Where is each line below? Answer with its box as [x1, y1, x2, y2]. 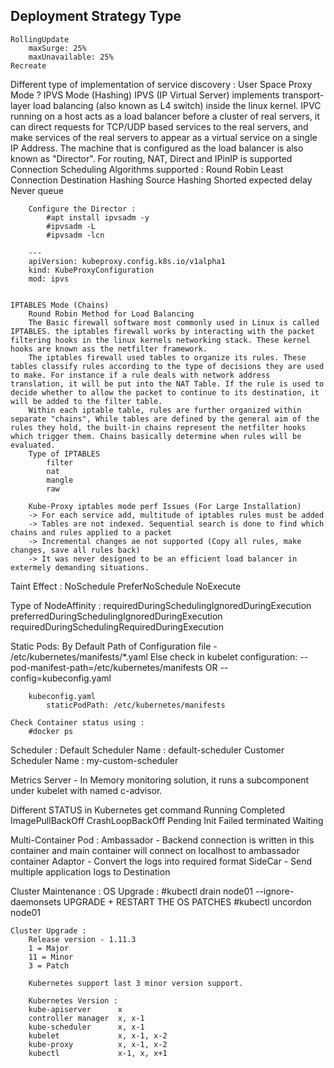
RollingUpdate [10, 34, 70, 44]
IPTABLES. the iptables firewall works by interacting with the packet [10, 326, 315, 336]
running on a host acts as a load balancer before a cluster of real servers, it [10, 110, 320, 122]
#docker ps [28, 726, 74, 736]
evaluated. [10, 440, 56, 450]
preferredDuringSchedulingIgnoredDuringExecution [10, 610, 223, 622]
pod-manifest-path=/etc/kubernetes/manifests [10, 661, 203, 673]
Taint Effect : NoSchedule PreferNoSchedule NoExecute [10, 580, 242, 592]
